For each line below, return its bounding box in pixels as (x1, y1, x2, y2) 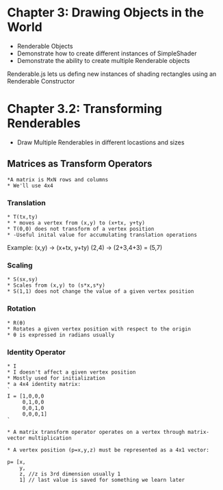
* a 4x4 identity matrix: (7, 381, 81, 387)
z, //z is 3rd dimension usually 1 (19, 470, 121, 477)
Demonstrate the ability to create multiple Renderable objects (16, 56, 190, 64)
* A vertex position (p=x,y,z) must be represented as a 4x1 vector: (7, 446, 210, 453)
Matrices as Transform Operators (7, 158, 153, 170)
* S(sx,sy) (7, 276, 38, 283)
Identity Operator (7, 347, 66, 357)
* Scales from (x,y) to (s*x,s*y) (7, 282, 106, 289)
